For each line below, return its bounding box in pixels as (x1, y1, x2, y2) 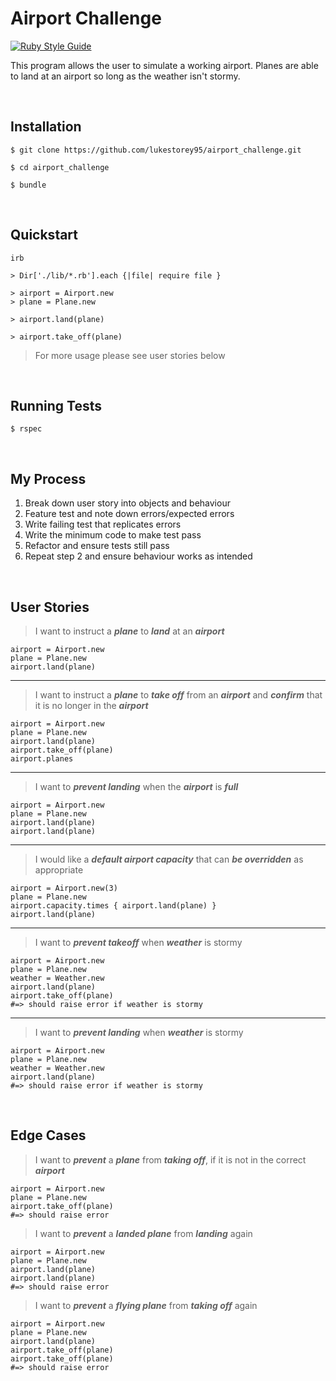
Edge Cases (10, 1127, 87, 1144)
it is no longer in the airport (34, 700, 149, 711)
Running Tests (10, 397, 102, 414)
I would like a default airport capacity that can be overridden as (34, 853, 304, 865)
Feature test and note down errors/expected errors (24, 508, 235, 520)
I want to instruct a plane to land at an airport (34, 625, 225, 637)
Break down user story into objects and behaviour (24, 497, 231, 509)
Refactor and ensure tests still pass (24, 540, 170, 552)
